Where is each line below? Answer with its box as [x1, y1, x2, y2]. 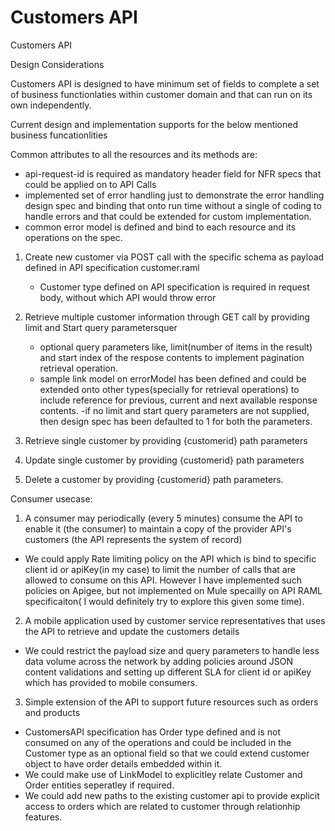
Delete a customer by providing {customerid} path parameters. [24, 473, 284, 485]
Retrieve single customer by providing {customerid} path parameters [24, 434, 308, 446]
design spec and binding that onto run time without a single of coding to [24, 199, 322, 211]
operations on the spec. [24, 231, 123, 243]
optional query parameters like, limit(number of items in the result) [39, 341, 313, 353]
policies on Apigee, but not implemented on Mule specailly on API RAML [24, 584, 323, 596]
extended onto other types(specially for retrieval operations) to [39, 383, 300, 395]
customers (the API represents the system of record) [24, 533, 243, 545]
